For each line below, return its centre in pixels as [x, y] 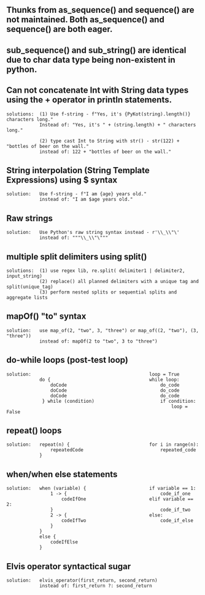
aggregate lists [27, 298]
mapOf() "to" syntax [46, 317]
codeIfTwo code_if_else [127, 521]
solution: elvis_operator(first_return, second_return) [82, 581]
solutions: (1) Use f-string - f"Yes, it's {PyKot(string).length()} [99, 114]
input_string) [25, 276]
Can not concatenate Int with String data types [98, 91]
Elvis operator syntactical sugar [69, 566]
